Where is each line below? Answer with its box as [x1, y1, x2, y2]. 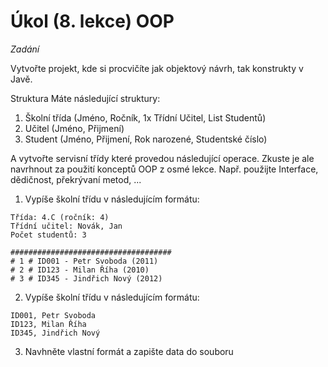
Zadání [10, 43, 40, 55]
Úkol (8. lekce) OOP [10, 10, 175, 33]
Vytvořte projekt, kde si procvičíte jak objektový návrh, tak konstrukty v [10, 62, 304, 74]
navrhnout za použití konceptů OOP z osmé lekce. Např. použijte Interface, [10, 163, 319, 175]
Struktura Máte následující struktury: [10, 92, 161, 104]
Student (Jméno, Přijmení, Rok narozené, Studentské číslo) [24, 133, 268, 145]
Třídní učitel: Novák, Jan [10, 221, 123, 231]
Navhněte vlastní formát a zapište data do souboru [24, 345, 234, 357]
